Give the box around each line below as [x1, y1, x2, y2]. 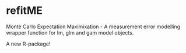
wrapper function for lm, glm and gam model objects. [6, 29, 134, 36]
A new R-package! [6, 40, 51, 47]
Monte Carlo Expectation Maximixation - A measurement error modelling [6, 23, 181, 30]
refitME [6, 4, 43, 17]
